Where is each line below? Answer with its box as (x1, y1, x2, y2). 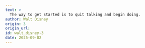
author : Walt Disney (5, 16, 49, 21)
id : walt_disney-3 (5, 30, 44, 35)
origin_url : (5, 26, 30, 31)
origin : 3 (5, 21, 26, 26)
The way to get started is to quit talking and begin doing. (10, 12, 141, 17)
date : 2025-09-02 (5, 35, 42, 40)
